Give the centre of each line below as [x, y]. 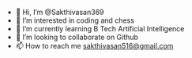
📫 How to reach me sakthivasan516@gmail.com [94, 46]
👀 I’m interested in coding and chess [75, 20]
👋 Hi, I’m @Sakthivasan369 [60, 12]
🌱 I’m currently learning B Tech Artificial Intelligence [100, 29]
